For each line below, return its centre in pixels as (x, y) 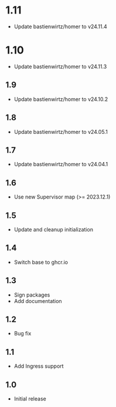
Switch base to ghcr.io (41, 262)
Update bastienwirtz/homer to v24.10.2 (61, 99)
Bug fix (23, 334)
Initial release (30, 399)
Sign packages (32, 295)
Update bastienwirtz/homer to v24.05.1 (61, 132)
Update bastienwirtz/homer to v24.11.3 (60, 66)
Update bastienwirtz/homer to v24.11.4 (60, 26)
